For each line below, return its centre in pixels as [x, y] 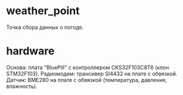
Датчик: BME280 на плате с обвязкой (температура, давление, [87, 80]
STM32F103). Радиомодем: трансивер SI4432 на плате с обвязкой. [92, 73]
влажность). [22, 86]
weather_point [43, 11]
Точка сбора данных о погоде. [45, 27]
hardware [30, 51]
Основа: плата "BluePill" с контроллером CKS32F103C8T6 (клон [88, 67]
